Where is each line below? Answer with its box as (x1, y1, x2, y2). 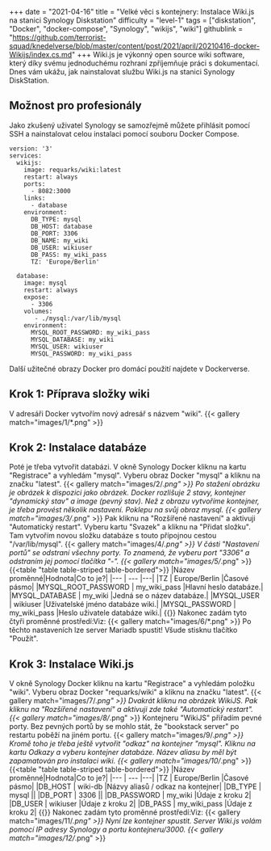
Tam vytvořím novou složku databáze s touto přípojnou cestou (9, 531, 217, 541)
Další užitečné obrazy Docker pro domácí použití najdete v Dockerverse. (9, 364, 250, 373)
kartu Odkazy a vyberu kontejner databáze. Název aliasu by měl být (9, 748, 237, 757)
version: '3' (9, 145, 53, 153)
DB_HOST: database (30, 222, 93, 230)
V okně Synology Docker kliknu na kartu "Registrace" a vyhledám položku (9, 679, 255, 689)
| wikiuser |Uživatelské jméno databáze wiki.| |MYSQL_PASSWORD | (9, 600, 236, 609)
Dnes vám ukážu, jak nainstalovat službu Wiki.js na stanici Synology (9, 67, 236, 76)
